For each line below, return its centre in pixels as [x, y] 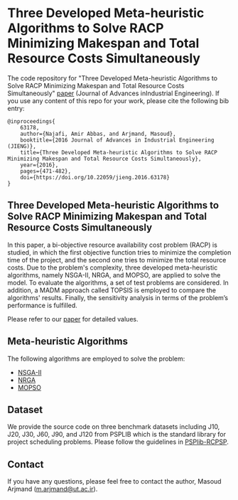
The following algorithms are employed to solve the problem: [96, 358]
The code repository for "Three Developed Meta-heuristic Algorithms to [113, 78]
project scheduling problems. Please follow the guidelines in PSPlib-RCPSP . [118, 442]
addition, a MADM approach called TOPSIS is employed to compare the [112, 290]
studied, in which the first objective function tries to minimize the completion [119, 252]
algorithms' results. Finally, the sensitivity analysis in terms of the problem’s [118, 297]
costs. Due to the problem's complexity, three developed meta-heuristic [113, 267]
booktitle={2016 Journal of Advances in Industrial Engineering [117, 140]
